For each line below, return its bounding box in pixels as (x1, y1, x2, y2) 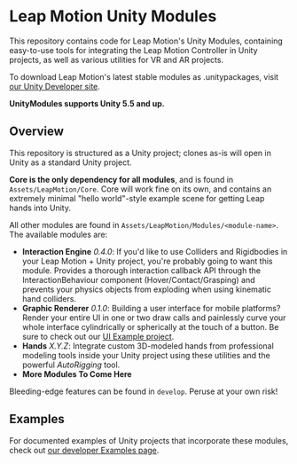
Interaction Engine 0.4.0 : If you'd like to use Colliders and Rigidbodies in (21, 246, 288, 256)
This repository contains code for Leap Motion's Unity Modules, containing (9, 35, 284, 46)
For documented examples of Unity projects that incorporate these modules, (9, 435, 289, 445)
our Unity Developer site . (9, 81, 100, 91)
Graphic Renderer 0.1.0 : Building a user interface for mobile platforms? (21, 303, 281, 313)
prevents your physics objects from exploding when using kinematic (21, 284, 272, 295)
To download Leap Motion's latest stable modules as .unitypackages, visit (9, 71, 279, 82)
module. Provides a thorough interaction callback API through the (21, 264, 262, 276)
